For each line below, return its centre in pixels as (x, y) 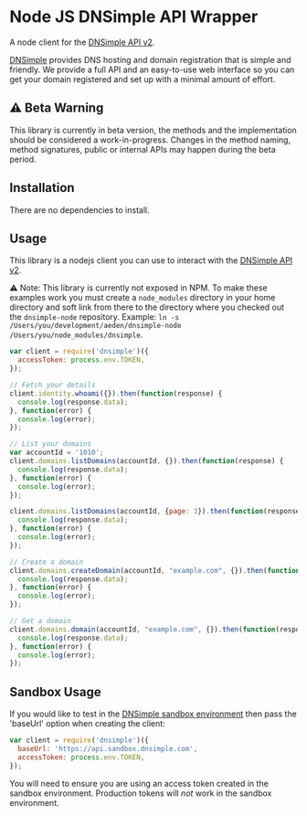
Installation (42, 188)
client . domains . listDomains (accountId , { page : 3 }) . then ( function (137, 512)
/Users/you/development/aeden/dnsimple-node (95, 326)
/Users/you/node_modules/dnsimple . (76, 334)
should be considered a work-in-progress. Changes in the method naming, (150, 140)
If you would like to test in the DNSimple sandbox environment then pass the (153, 714)
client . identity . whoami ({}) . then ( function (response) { (116, 393)
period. (23, 159)
